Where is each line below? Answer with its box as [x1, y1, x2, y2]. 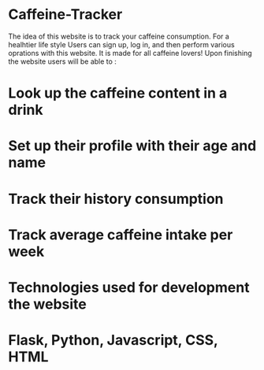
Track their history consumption [8, 190, 224, 208]
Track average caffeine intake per [8, 226, 233, 243]
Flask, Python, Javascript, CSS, [8, 331, 218, 350]
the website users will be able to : [8, 57, 117, 66]
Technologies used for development [8, 278, 250, 296]
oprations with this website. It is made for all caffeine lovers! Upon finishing [8, 48, 252, 57]
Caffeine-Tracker [8, 6, 123, 24]
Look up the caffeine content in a [8, 84, 228, 102]
